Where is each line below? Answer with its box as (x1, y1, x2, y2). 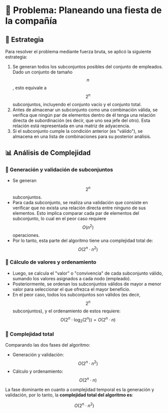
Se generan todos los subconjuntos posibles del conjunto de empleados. (12, 64, 163, 69)
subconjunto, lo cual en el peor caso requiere (12, 216, 106, 221)
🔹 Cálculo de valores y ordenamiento (5, 259, 97, 266)
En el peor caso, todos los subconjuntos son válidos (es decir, (12, 291, 140, 297)
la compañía (5, 15, 58, 27)
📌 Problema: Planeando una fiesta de (5, 5, 162, 16)
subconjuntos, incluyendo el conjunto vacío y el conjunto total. (12, 101, 142, 107)
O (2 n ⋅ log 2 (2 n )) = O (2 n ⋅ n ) (60, 316, 116, 324)
